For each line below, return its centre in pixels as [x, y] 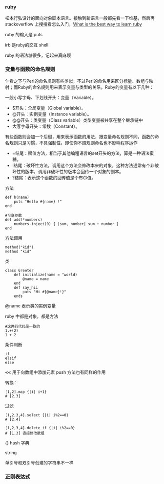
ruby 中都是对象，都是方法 [32, 316]
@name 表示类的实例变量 [31, 306]
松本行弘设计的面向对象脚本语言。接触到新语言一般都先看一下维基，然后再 [80, 18]
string [11, 452]
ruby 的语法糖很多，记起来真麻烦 [38, 55]
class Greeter [20, 270]
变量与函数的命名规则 [30, 69]
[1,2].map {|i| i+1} [26, 392]
